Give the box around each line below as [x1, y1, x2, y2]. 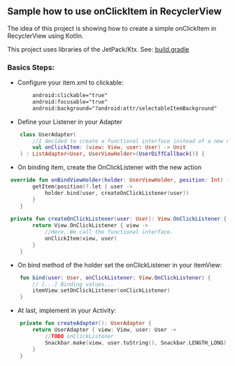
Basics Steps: [7, 62, 55, 72]
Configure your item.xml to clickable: [17, 78, 124, 87]
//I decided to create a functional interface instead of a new [32, 138, 224, 145]
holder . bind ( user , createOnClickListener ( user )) [44, 189, 190, 196]
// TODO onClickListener [44, 332, 114, 339]
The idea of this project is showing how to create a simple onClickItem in [7, 24, 217, 32]
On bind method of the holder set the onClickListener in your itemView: [17, 261, 222, 269]
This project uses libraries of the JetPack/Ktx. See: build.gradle [7, 45, 190, 53]
